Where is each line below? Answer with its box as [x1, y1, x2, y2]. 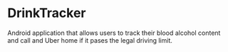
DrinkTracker [7, 5, 86, 21]
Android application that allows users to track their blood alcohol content [7, 28, 221, 37]
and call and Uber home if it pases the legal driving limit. [7, 36, 173, 44]
